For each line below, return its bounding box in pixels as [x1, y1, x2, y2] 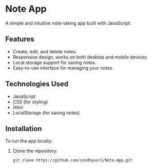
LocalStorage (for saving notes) [12, 110, 80, 116]
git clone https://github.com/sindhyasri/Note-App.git [12, 158, 133, 163]
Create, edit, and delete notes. [12, 48, 77, 54]
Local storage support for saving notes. [12, 59, 97, 66]
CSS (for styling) [12, 98, 48, 105]
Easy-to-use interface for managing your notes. [12, 65, 114, 71]
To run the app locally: [5, 138, 53, 144]
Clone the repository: [12, 148, 58, 154]
